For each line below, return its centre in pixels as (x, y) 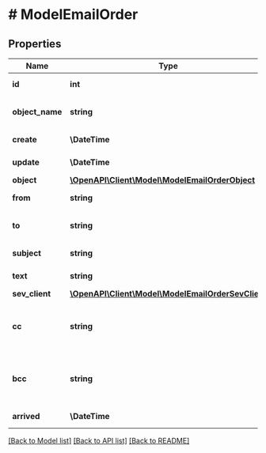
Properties (35, 44)
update (26, 162)
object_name (37, 112)
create (25, 140)
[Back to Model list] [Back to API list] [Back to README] (99, 441)
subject (27, 253)
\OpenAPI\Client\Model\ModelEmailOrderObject (163, 180)
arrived (26, 416)
